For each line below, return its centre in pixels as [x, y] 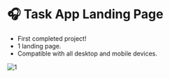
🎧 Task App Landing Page [85, 14]
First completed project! [52, 38]
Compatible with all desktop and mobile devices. [87, 53]
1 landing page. [39, 46]
